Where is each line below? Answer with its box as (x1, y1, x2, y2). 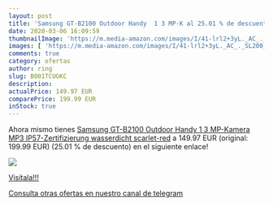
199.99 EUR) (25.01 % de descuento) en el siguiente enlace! (8, 142, 209, 152)
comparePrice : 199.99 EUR (8, 95, 96, 103)
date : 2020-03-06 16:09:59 (8, 27, 100, 35)
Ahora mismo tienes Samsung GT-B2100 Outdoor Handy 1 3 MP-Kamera (8, 125, 250, 135)
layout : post (8, 11, 53, 20)
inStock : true (8, 102, 57, 110)
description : (8, 79, 53, 88)
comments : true (8, 49, 60, 58)
